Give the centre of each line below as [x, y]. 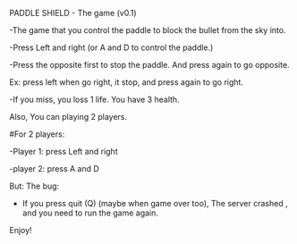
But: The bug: [34, 186]
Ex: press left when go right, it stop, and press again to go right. [127, 82]
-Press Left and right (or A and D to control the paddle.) [111, 47]
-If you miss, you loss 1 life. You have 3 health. [95, 99]
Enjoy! [21, 230]
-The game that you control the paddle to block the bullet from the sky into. [148, 30]
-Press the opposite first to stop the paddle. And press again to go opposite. [149, 65]
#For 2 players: [37, 134]
